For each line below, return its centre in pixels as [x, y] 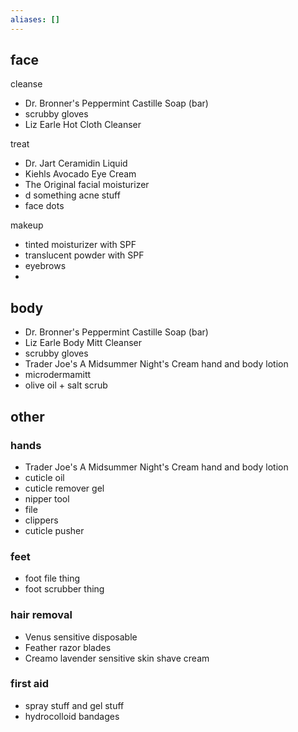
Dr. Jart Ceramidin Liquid [76, 163]
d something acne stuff [72, 195]
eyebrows [45, 266]
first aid [30, 684]
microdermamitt [58, 375]
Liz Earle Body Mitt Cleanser [83, 343]
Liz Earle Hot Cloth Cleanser [83, 125]
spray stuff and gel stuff [74, 705]
